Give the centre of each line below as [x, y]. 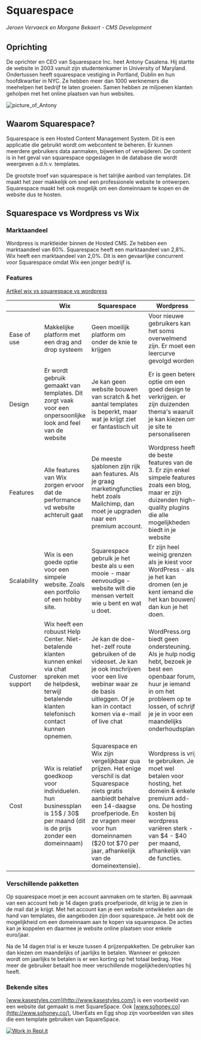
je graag [103, 481]
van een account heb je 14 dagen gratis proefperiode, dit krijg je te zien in [97, 903]
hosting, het [165, 783]
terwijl [53, 691]
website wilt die [114, 588]
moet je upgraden [117, 511]
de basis [103, 691]
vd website [59, 507]
